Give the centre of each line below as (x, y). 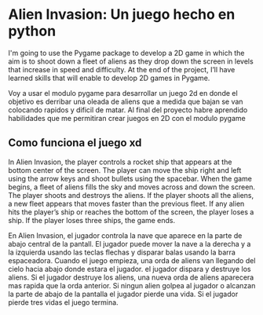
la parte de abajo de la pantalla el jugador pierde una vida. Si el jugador (123, 294)
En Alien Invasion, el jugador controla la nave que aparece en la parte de (125, 235)
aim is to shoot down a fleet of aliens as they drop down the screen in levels (131, 61)
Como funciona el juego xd (75, 143)
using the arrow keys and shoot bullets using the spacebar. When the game (130, 178)
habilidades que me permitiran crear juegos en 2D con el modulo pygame (127, 118)
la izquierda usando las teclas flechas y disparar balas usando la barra (122, 252)
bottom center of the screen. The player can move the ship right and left (125, 170)
